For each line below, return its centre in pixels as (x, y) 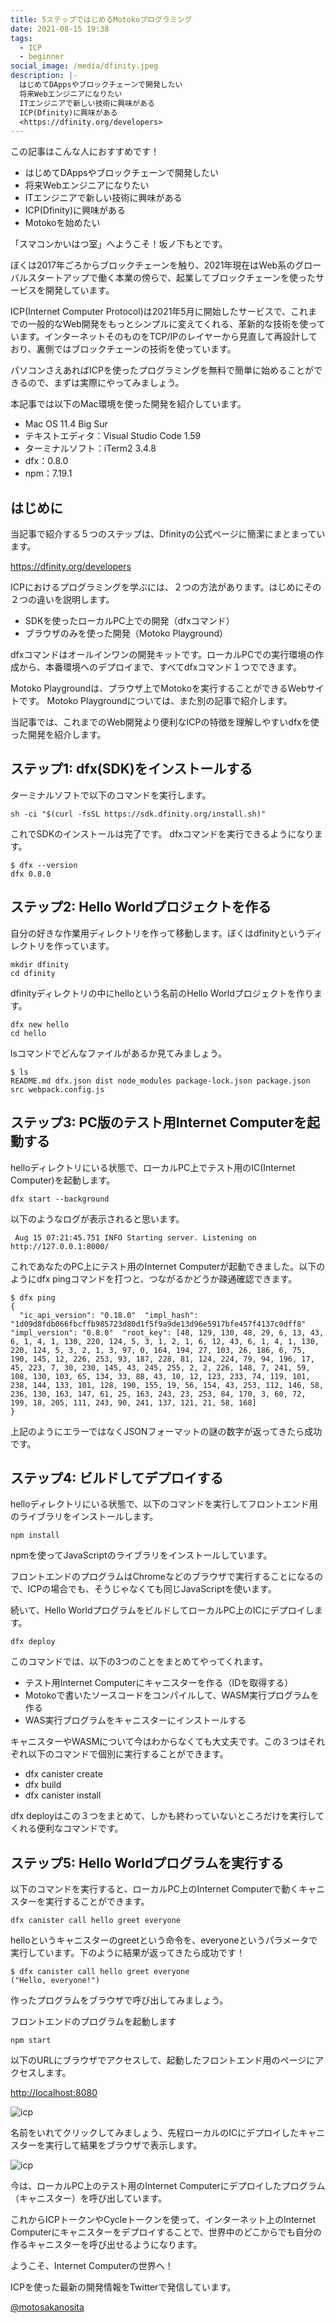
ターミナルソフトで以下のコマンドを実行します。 (111, 795)
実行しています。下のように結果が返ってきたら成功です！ (128, 1953)
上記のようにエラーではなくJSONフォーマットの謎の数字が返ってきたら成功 (166, 1431)
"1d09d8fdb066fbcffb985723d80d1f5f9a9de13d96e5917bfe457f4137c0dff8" (158, 1324)
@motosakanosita (47, 2307)
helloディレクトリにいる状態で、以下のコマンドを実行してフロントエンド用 (164, 1504)
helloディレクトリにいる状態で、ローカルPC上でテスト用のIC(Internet (153, 1167)
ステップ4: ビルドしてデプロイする (117, 1477)
